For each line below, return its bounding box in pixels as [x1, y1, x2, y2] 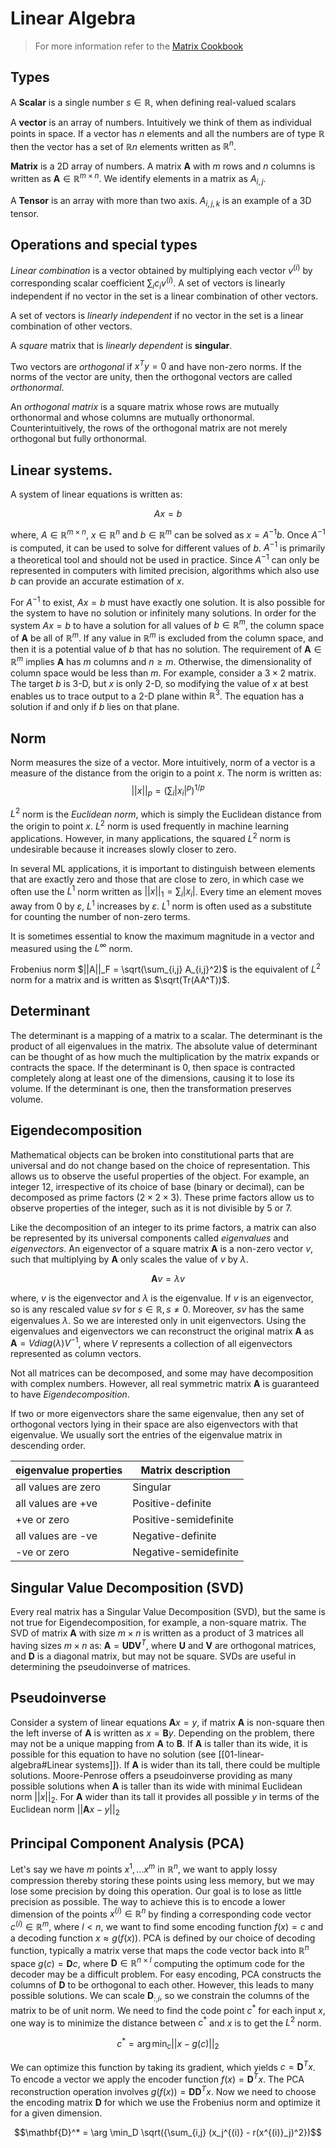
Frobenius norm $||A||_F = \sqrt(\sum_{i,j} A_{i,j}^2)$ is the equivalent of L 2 [10, 962, 322, 975]
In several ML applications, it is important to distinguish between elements [10, 862, 316, 874]
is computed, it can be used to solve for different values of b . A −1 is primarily [10, 540, 326, 554]
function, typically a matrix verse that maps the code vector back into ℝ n [10, 1942, 310, 1956]
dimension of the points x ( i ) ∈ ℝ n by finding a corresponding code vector [10, 1906, 312, 1920]
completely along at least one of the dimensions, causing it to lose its [10, 1072, 295, 1084]
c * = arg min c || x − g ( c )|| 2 [116, 2036, 220, 2052]
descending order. [10, 1440, 86, 1452]
